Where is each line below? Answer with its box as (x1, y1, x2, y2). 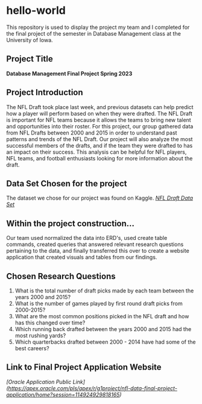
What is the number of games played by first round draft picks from (14, 300, 183, 307)
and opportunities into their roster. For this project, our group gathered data (6, 122, 194, 130)
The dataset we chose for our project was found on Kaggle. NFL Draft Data (6, 194, 194, 202)
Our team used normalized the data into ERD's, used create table (6, 235, 168, 242)
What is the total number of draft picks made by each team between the (14, 287, 194, 294)
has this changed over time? (14, 319, 86, 326)
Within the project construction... (6, 218, 134, 229)
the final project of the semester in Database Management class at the (6, 30, 181, 37)
